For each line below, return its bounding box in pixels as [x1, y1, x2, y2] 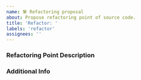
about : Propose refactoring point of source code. [6, 14, 136, 20]
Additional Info [6, 67, 51, 75]
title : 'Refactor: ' [6, 20, 58, 26]
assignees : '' [6, 31, 42, 37]
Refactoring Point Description [6, 51, 95, 60]
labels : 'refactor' [6, 25, 55, 32]
